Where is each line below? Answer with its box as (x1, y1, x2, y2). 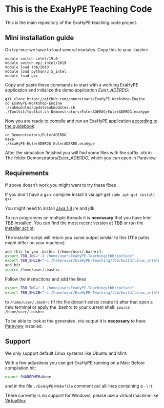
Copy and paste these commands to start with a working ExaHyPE (5, 82, 139, 87)
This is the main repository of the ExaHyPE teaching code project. (5, 20, 138, 25)
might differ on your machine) (5, 239, 65, 245)
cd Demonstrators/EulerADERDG (5, 132, 67, 137)
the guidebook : (5, 123, 36, 129)
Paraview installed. (5, 323, 43, 329)
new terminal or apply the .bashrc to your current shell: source (5, 304, 130, 310)
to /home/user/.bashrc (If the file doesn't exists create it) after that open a (5, 299, 153, 305)
